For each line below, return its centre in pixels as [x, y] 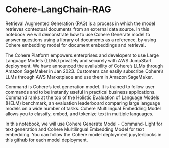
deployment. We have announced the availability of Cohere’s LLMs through [84, 66]
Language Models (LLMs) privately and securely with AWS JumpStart [78, 60]
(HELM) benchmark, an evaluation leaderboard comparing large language [83, 103]
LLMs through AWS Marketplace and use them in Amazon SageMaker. [79, 77]
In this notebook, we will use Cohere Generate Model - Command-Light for [84, 124]
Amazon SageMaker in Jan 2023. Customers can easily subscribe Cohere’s [84, 71]
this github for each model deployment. [47, 140]
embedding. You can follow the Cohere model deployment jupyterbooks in [83, 134]
